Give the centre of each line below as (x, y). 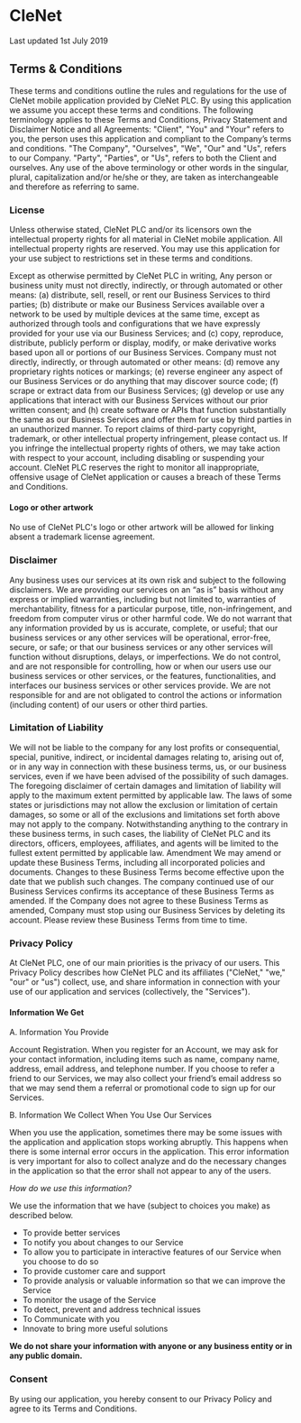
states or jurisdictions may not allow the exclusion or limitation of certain (143, 804)
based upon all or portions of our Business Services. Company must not (143, 353)
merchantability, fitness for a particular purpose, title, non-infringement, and (151, 609)
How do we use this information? (71, 1189)
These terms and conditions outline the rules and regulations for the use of (148, 90)
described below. (41, 1216)
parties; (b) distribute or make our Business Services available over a (137, 305)
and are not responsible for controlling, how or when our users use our (141, 666)
